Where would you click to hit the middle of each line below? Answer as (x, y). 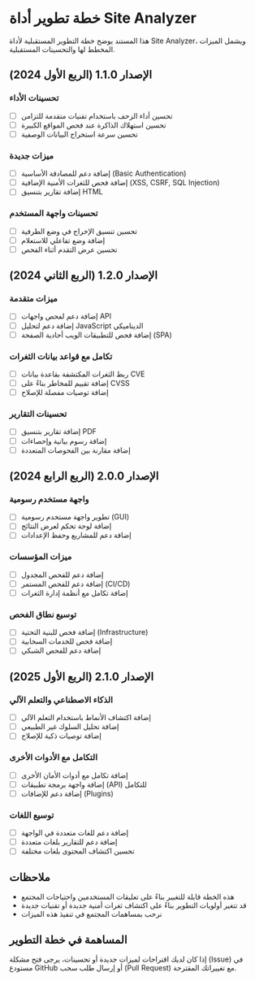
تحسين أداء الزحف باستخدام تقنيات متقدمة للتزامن (97, 115)
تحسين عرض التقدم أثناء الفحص (69, 250)
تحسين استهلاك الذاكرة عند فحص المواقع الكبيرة (93, 125)
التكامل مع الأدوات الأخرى (54, 757)
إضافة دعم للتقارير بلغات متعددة (69, 842)
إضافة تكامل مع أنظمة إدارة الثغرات (74, 593)
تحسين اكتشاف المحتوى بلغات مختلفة (78, 851)
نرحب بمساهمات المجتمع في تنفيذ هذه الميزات (91, 914)
